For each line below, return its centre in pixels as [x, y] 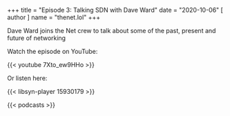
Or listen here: [27, 78]
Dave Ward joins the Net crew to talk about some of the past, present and [112, 31]
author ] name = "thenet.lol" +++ [54, 17]
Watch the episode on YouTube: [52, 51]
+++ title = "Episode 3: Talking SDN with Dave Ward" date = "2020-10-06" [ [115, 10]
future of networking [37, 38]
